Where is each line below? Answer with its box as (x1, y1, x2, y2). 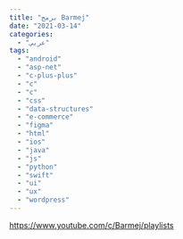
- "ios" (17, 137, 46, 146)
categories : (9, 29, 54, 38)
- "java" (17, 145, 50, 154)
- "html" (17, 129, 50, 138)
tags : (9, 46, 29, 55)
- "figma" (17, 121, 54, 130)
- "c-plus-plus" (17, 71, 78, 80)
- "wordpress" (17, 195, 70, 205)
